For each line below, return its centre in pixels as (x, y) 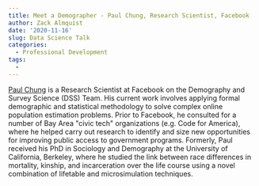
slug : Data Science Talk (49, 38)
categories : (28, 45)
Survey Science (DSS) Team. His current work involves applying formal (124, 98)
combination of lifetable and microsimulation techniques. (101, 173)
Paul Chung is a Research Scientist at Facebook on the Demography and (127, 89)
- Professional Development (62, 52)
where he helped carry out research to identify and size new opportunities (129, 131)
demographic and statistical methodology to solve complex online (116, 106)
